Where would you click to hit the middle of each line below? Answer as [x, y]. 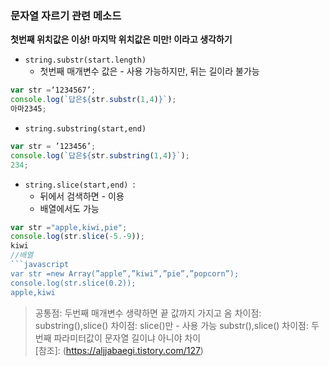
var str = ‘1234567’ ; [53, 90]
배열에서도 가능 [69, 208]
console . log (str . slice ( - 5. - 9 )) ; [77, 237]
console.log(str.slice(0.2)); [73, 283]
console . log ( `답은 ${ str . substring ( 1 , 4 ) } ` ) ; [100, 155]
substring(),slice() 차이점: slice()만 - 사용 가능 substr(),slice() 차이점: [172, 325]
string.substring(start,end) [85, 128]
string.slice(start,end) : [80, 184]
